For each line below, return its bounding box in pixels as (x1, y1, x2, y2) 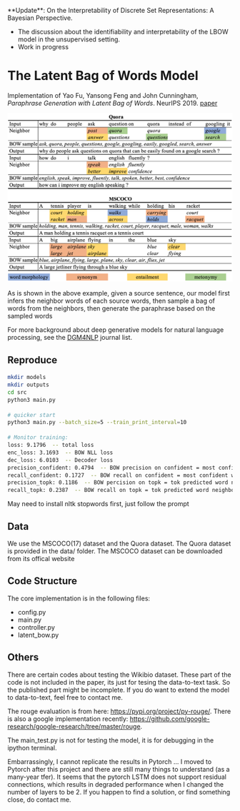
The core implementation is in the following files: (7, 594, 151, 603)
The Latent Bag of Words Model (7, 68, 199, 84)
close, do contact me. (7, 795, 71, 804)
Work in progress (17, 43, 69, 51)
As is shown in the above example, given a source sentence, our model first (7, 289, 230, 298)
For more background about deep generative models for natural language (7, 326, 224, 334)
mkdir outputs (7, 381, 50, 388)
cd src (7, 388, 27, 396)
